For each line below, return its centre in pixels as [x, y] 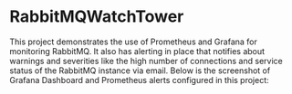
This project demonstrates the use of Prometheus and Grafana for [134, 42]
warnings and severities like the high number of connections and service [146, 61]
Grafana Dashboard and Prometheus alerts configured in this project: [139, 80]
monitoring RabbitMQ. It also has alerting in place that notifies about [137, 51]
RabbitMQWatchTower [97, 17]
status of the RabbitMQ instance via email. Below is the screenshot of [140, 70]
